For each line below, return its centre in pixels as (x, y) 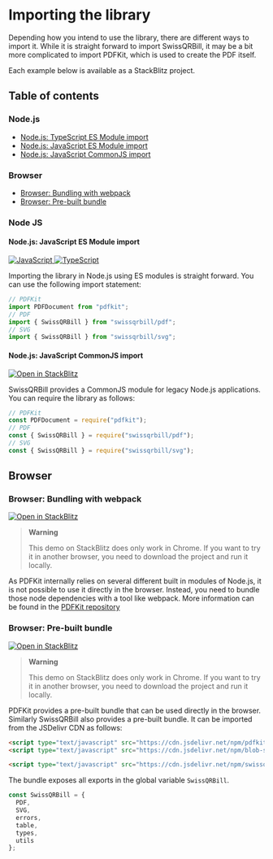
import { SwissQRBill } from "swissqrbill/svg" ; (92, 337)
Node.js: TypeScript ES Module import (84, 137)
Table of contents (54, 96)
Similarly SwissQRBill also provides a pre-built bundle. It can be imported (130, 719)
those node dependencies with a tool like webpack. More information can (131, 598)
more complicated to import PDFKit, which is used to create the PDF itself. (132, 54)
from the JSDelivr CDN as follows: (65, 727)
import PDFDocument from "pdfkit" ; (69, 306)
